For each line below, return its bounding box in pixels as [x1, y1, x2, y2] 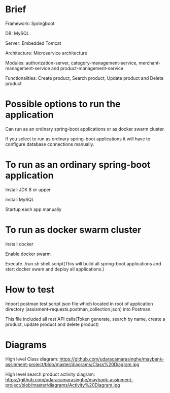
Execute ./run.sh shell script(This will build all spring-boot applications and [5, 260, 161, 266]
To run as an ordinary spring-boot [5, 159, 151, 171]
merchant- [139, 59, 161, 66]
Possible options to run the [5, 98, 121, 110]
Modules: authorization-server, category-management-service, [5, 59, 138, 66]
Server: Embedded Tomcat [5, 40, 62, 46]
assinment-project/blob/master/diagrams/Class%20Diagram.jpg [5, 361, 140, 367]
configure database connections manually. [5, 141, 94, 147]
